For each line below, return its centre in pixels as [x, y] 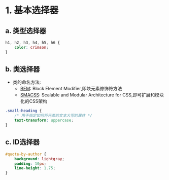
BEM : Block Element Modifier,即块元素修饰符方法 [71, 89]
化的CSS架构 [33, 101]
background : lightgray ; [40, 159]
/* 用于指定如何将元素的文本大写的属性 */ [53, 116]
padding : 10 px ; [30, 164]
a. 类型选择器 [26, 31]
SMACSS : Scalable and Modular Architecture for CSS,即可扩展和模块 [92, 95]
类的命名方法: [27, 82]
